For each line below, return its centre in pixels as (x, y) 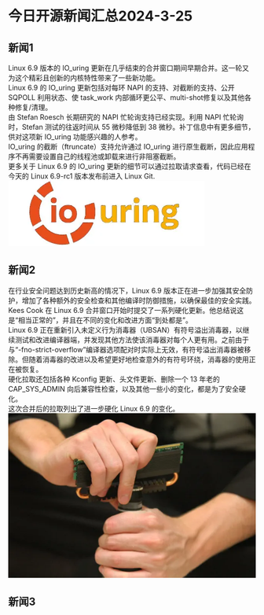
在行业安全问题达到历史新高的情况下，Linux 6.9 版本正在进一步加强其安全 (127, 290)
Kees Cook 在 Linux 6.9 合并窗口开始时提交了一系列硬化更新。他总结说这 (126, 310)
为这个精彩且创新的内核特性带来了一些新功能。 (84, 78)
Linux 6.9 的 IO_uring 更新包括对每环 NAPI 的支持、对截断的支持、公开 (122, 88)
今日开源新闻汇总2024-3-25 (101, 16)
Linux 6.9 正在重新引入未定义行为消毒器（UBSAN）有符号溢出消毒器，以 (125, 330)
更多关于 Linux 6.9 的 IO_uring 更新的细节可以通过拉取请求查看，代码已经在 (130, 166)
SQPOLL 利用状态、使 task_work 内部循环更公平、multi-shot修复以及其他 (126, 98)
